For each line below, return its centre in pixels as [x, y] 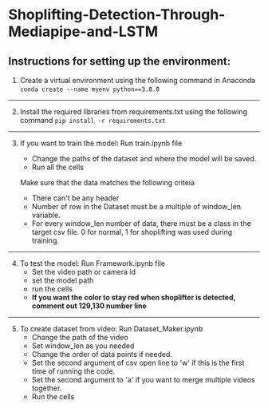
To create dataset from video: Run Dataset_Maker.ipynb [111, 329]
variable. [46, 215]
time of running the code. [73, 371]
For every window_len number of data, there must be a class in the [141, 224]
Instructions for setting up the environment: [120, 61]
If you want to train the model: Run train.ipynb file [101, 143]
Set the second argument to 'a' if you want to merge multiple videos [143, 380]
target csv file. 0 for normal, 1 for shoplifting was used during [132, 232]
